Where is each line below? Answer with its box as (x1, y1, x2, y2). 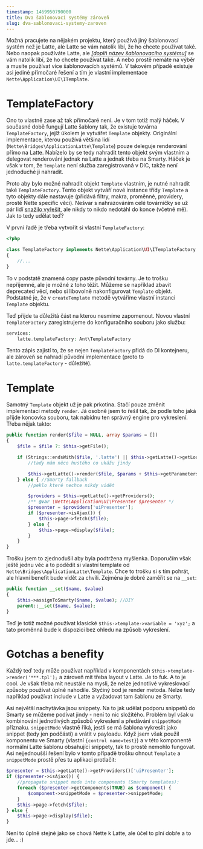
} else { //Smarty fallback (17, 477, 88, 483)
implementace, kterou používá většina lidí (6, 136, 110, 143)
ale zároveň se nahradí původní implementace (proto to (6, 353, 144, 361)
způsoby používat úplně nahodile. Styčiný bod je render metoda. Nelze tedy (6, 686, 195, 694)
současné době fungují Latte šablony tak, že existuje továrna (6, 123, 158, 130)
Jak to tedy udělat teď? (6, 212, 64, 220)
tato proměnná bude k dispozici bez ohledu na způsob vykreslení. (6, 626, 170, 633)
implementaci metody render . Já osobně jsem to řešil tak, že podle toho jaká (6, 408, 196, 415)
